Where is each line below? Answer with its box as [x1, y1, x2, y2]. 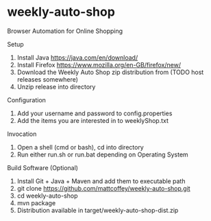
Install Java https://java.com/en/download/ [16, 53, 138, 62]
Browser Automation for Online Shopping [7, 27, 123, 35]
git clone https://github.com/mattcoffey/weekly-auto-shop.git [16, 184, 190, 192]
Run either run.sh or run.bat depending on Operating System [16, 150, 188, 159]
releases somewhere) [16, 75, 79, 83]
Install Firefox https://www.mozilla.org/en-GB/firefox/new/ [16, 60, 182, 69]
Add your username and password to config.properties [16, 109, 173, 117]
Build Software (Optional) [7, 163, 79, 172]
